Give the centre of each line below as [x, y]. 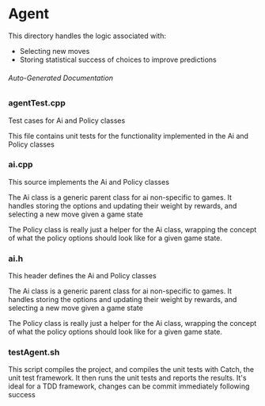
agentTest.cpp [37, 103]
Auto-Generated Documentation [61, 78]
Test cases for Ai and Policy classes [67, 121]
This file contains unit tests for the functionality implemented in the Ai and [129, 136]
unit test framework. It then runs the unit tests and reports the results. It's [127, 378]
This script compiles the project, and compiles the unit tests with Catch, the [131, 370]
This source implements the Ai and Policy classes [89, 182]
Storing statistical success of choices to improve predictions [118, 59]
